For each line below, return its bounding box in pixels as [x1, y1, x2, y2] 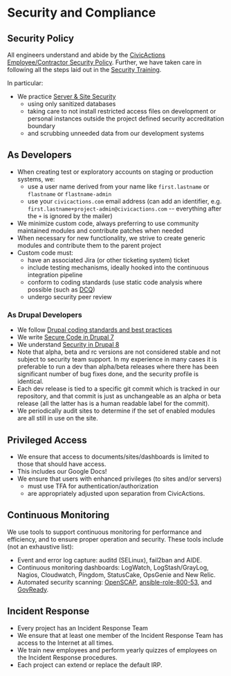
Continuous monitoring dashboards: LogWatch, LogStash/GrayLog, [17, 563, 209, 571]
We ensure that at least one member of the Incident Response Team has [17, 631, 223, 639]
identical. [17, 377, 44, 386]
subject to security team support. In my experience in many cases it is [17, 355, 217, 364]
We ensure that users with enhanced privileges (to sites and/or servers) [17, 474, 222, 483]
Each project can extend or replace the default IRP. [17, 660, 163, 669]
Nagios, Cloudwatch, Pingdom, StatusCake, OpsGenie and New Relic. [17, 570, 216, 579]
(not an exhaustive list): [7, 542, 74, 551]
